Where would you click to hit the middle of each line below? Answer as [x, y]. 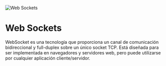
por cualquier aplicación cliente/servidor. [48, 58]
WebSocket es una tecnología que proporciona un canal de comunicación [82, 42]
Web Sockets [34, 28]
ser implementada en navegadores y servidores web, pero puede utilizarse [83, 52]
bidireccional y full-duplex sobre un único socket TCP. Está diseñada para [82, 47]
